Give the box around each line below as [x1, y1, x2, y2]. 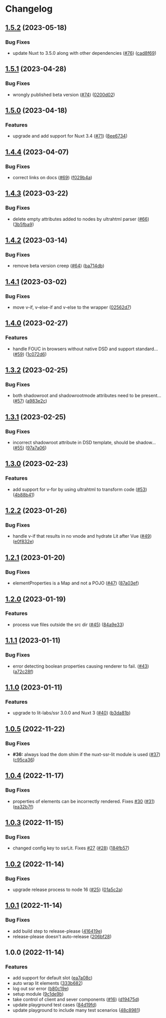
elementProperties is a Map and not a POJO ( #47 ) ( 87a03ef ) [12, 580, 140, 586]
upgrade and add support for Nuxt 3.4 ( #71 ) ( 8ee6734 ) [12, 133, 128, 139]
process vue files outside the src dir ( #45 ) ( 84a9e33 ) [12, 621, 124, 628]
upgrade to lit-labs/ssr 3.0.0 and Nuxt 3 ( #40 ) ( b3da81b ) [12, 710, 131, 716]
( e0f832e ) [12, 539, 34, 545]
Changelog [5, 3, 53, 15]
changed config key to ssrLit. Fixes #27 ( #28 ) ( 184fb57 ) [12, 845, 129, 851]
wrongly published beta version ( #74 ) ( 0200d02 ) [12, 91, 115, 97]
